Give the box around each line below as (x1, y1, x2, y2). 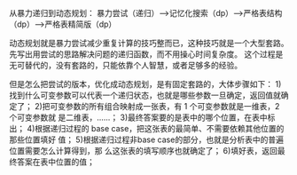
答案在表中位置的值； (16, 156, 95, 167)
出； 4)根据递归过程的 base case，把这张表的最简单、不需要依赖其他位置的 (9, 123, 285, 133)
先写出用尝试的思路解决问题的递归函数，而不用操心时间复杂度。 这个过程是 (9, 49, 284, 60)
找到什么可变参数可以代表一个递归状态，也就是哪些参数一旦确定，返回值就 (9, 90, 281, 100)
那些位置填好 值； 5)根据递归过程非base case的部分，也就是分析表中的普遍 (9, 134, 284, 145)
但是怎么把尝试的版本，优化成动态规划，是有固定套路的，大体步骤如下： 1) (9, 79, 282, 89)
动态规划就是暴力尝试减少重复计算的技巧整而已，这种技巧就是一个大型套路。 (9, 38, 289, 48)
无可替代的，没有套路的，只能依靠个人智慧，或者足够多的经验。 (9, 60, 242, 70)
